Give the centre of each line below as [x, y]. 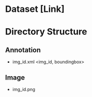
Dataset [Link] [35, 9]
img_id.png [24, 89]
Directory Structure [46, 32]
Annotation [23, 50]
